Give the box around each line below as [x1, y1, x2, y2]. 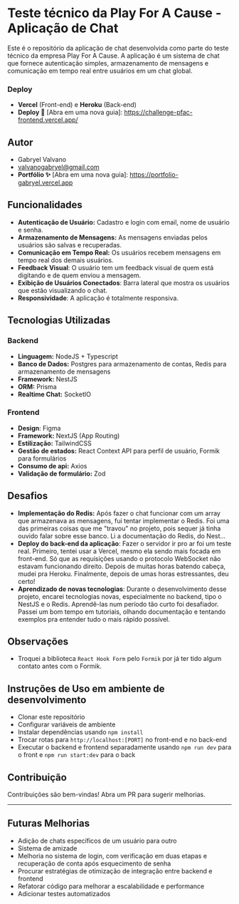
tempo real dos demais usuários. [17, 255, 114, 264]
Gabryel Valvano [17, 155, 66, 164]
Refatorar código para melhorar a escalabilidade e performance [17, 882, 205, 890]
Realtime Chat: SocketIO [17, 390, 91, 399]
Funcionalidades [7, 199, 83, 211]
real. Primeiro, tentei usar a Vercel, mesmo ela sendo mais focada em [17, 547, 221, 555]
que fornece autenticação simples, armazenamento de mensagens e [7, 58, 208, 67]
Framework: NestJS [17, 374, 78, 383]
